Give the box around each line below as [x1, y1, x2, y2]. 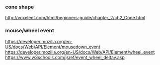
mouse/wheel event [5, 27, 55, 34]
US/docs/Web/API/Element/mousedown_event [5, 44, 100, 50]
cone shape [5, 3, 34, 10]
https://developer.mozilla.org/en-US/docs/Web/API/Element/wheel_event [5, 49, 155, 55]
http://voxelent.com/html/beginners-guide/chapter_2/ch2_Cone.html [5, 15, 146, 21]
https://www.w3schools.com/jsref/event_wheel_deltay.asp [5, 54, 125, 60]
